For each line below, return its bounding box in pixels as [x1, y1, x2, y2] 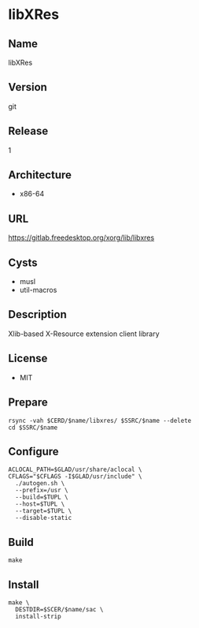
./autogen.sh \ [15, 480, 65, 488]
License [8, 352, 48, 365]
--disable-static [15, 514, 72, 522]
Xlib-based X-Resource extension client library [8, 329, 160, 338]
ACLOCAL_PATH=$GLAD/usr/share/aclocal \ [8, 465, 143, 474]
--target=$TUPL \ [15, 507, 72, 515]
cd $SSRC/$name [8, 424, 58, 432]
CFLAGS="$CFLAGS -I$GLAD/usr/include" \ [8, 473, 143, 480]
